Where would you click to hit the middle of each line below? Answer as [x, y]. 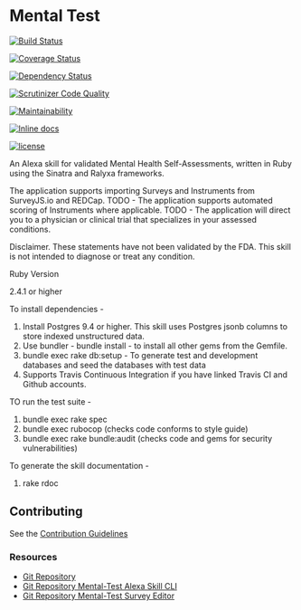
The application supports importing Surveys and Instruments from [132, 190]
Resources [33, 557]
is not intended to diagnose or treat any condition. [102, 256]
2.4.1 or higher [36, 291]
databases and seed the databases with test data [114, 365]
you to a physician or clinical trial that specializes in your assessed [133, 219]
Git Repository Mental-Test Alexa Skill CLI [100, 586]
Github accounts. [54, 384]
